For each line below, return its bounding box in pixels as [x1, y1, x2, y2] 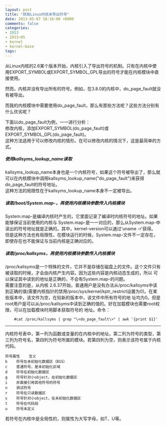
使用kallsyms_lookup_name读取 [5, 156, 73, 162]
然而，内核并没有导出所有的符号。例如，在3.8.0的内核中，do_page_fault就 [5, 85, 157, 91]
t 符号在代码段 [5, 401, 39, 406]
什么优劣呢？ [5, 108, 31, 114]
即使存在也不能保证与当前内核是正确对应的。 [5, 238, 96, 244]
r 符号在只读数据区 [5, 391, 46, 396]
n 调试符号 [5, 385, 31, 390]
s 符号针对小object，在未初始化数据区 [5, 396, 82, 401]
